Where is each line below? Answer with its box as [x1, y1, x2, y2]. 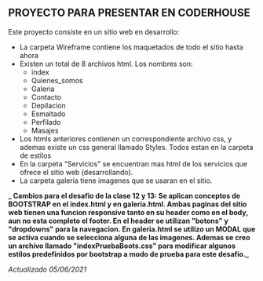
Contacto [31, 92, 61, 101]
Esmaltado [31, 109, 66, 119]
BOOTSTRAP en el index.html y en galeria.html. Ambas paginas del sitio [8, 199, 247, 209]
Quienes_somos [31, 75, 84, 85]
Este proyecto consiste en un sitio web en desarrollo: [8, 27, 180, 36]
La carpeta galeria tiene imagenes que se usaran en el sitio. [19, 176, 213, 185]
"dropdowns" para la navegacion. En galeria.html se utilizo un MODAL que [8, 224, 256, 234]
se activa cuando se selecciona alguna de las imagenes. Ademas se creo [8, 232, 250, 242]
